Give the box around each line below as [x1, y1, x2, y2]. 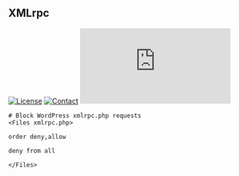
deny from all [8, 146, 56, 155]
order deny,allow [8, 133, 67, 141]
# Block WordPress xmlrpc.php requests [8, 112, 142, 120]
